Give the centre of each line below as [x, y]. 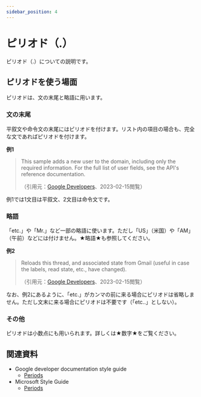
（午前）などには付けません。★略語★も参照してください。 [80, 238]
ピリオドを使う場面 [42, 82]
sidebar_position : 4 [32, 12]
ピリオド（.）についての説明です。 [49, 61]
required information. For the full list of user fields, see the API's [100, 168]
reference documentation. [53, 174]
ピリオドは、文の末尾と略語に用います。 [56, 97]
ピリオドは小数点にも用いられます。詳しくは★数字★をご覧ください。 [93, 333]
